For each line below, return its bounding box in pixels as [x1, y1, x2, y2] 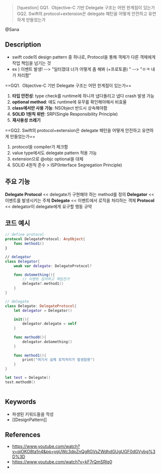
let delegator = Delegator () [14, 308, 73, 313]
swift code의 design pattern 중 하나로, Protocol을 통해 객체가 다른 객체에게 [12, 54, 156, 60]
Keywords [5, 398, 36, 406]
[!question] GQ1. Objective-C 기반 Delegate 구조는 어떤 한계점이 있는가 [16, 5, 155, 10]
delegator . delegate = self [22, 321, 77, 326]
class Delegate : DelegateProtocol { [5, 303, 77, 309]
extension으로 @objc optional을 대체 [12, 156, 84, 162]
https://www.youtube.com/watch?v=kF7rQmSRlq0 [12, 459, 113, 465]
